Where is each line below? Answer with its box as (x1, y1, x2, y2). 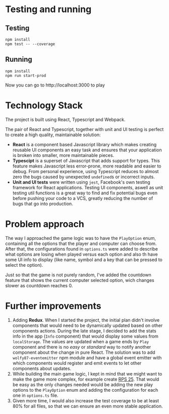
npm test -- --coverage (5, 42, 55, 47)
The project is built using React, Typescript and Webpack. (5, 116, 126, 122)
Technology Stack (5, 100, 83, 111)
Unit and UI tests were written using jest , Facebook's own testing (12, 179, 150, 185)
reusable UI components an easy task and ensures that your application (12, 147, 162, 153)
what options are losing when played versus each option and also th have (5, 251, 158, 257)
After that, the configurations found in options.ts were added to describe (5, 245, 158, 252)
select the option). (5, 262, 43, 268)
